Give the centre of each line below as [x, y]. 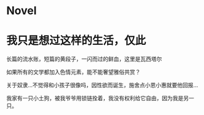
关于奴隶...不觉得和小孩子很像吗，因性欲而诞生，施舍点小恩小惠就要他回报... [102, 85]
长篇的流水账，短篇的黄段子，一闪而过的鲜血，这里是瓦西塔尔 [84, 59]
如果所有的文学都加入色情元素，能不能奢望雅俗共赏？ [74, 72]
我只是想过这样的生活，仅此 [76, 41]
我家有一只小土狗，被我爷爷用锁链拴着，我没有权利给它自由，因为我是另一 [100, 98]
